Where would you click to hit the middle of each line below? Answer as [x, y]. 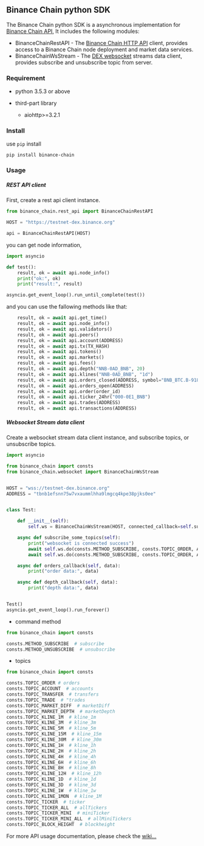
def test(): [21, 267]
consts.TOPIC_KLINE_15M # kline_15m [54, 734]
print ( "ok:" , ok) [39, 278]
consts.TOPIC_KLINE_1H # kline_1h [51, 745]
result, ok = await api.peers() [58, 335]
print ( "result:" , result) [50, 284]
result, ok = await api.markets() [61, 358]
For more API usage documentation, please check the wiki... [81, 836]
